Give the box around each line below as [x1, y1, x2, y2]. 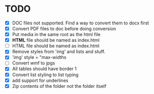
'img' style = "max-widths [12, 54, 67, 60]
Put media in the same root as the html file [12, 32, 101, 38]
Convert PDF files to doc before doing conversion [12, 26, 116, 32]
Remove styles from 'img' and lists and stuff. [12, 49, 105, 55]
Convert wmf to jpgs [12, 60, 55, 66]
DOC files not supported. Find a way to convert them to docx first [12, 20, 149, 26]
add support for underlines [12, 77, 69, 83]
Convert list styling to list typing [12, 72, 79, 78]
